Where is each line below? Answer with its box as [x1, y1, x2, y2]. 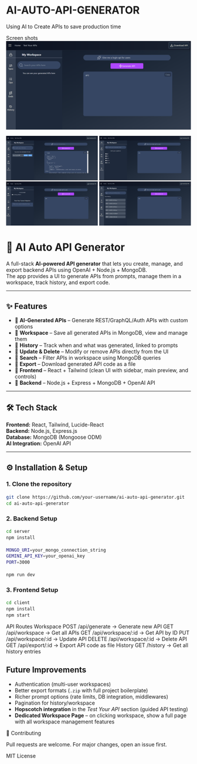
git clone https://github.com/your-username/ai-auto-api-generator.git [6, 494, 185, 500]
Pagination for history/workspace [14, 699, 96, 706]
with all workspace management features [14, 718, 115, 725]
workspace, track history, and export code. [6, 279, 110, 286]
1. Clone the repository [6, 480, 72, 488]
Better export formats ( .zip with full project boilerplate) [14, 686, 148, 694]
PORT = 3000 [6, 559, 30, 565]
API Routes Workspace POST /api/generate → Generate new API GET [6, 623, 174, 630]
